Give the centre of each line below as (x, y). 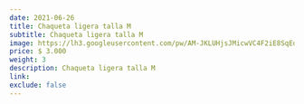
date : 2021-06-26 (42, 18)
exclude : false (38, 85)
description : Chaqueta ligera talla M (82, 69)
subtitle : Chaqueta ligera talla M (76, 34)
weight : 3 (28, 60)
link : (19, 77)
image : (22, 43)
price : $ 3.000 (38, 52)
